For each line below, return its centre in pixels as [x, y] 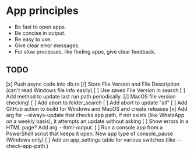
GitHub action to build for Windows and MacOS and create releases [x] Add [97, 108]
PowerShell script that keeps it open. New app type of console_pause [90, 133]
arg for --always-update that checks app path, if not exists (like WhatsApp [95, 115]
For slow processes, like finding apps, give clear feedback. [85, 51]
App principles [42, 11]
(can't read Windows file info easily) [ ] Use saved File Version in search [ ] [96, 90]
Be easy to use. [33, 39]
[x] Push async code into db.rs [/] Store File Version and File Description [93, 84]
